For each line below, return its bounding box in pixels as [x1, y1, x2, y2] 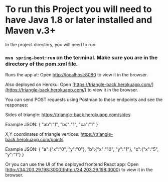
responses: [5, 102, 29, 108]
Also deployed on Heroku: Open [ [5, 81, 74, 87]
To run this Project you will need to [5, 4, 152, 15]
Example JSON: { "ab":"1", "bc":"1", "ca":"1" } [5, 122, 98, 128]
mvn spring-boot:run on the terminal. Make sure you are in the [5, 54, 158, 61]
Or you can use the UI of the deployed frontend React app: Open [5, 161, 139, 167]
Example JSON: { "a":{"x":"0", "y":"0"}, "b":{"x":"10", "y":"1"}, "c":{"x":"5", [5, 146, 159, 152]
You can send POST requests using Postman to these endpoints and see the [5, 97, 163, 103]
